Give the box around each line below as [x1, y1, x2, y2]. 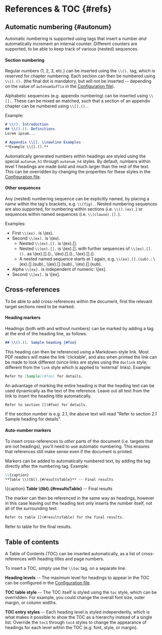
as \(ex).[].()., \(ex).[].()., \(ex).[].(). [27, 250, 95, 256]
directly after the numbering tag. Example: [5, 463, 89, 469]
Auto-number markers [5, 427, 52, 433]
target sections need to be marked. [5, 303, 75, 309]
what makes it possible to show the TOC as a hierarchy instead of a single [5, 614, 152, 620]
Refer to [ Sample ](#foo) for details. [5, 373, 83, 379]
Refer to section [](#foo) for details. [5, 402, 88, 407]
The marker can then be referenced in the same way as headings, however [5, 495, 155, 501]
